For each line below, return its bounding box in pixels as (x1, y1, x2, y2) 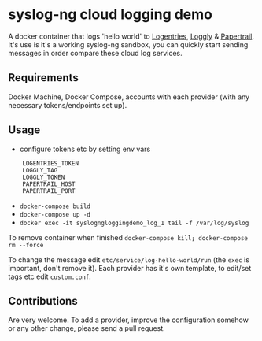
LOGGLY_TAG (22, 166, 58, 174)
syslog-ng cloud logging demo (8, 6, 213, 24)
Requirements (8, 71, 79, 84)
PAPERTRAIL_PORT (22, 187, 76, 195)
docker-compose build (19, 202, 90, 210)
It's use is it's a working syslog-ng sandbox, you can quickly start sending (8, 39, 249, 49)
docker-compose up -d (19, 210, 90, 218)
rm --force (8, 241, 44, 249)
